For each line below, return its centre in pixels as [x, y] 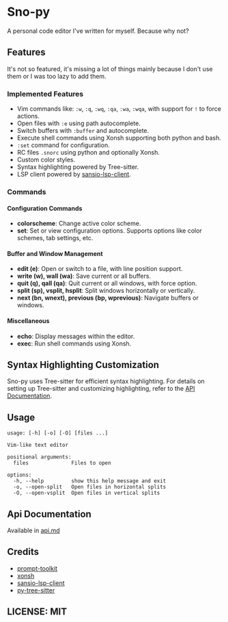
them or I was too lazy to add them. [57, 76]
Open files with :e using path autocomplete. [79, 123]
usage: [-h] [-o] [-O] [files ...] [58, 433]
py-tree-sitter [36, 590]
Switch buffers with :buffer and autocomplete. [83, 131]
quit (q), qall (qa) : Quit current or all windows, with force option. [107, 283]
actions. [28, 116]
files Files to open [62, 463]
